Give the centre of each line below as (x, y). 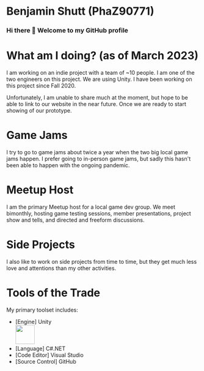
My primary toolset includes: (42, 310)
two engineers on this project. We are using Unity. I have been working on (99, 79)
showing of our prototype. (39, 111)
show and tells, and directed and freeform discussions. (75, 220)
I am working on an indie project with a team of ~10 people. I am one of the (100, 73)
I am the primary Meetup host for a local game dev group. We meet (91, 207)
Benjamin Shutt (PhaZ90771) (80, 11)
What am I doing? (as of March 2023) (102, 56)
